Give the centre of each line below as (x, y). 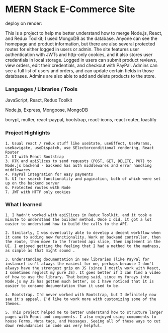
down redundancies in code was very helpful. (54, 325)
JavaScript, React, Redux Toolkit (39, 100)
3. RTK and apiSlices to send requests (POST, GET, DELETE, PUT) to (78, 161)
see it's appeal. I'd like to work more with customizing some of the (81, 299)
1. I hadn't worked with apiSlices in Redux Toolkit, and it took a (78, 215)
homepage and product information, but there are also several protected (80, 43)
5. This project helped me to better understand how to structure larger (84, 312)
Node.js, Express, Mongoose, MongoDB (47, 110)
